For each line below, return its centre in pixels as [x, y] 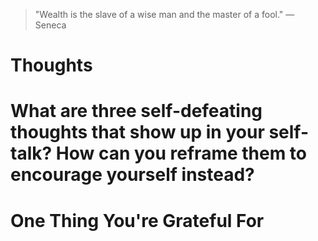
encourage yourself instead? [132, 175]
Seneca [50, 25]
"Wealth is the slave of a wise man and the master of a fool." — [164, 14]
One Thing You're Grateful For [137, 220]
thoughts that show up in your [137, 132]
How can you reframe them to [181, 153]
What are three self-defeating [136, 111]
